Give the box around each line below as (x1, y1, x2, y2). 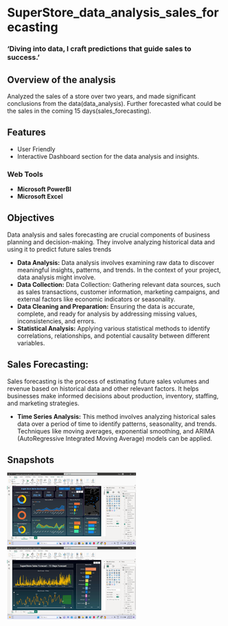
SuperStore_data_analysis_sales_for (7, 5, 219, 21)
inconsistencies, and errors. (16, 316, 96, 325)
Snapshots (7, 454, 55, 466)
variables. (16, 338, 45, 347)
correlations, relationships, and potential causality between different (16, 332, 210, 340)
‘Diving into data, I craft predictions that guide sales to (7, 44, 192, 54)
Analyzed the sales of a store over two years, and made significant (7, 91, 196, 100)
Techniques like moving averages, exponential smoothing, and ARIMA (16, 427, 215, 435)
